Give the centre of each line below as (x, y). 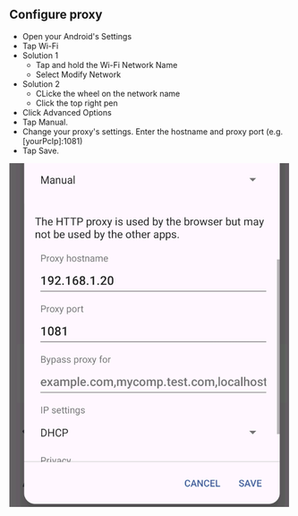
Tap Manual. (45, 122)
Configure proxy (56, 15)
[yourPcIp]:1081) (52, 141)
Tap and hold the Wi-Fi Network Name (106, 64)
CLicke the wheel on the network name (108, 93)
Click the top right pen (77, 103)
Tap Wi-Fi (40, 46)
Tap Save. (41, 150)
